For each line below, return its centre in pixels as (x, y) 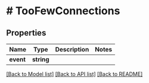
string (41, 59)
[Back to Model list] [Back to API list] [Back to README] (74, 74)
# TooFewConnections (63, 11)
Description (72, 50)
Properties (26, 33)
